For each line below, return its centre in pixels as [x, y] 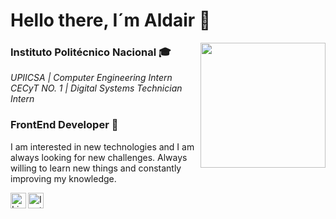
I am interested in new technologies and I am [102, 146]
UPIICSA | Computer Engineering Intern [91, 78]
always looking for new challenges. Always [99, 157]
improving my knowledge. [63, 178]
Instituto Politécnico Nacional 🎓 [91, 52]
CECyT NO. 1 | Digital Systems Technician [96, 88]
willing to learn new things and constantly [96, 168]
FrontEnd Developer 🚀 [64, 125]
